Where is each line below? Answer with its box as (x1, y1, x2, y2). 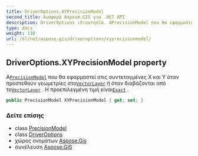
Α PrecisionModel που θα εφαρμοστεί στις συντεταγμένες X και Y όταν (6, 73, 179, 80)
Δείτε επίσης (6, 111, 44, 120)
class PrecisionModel (14, 124, 67, 131)
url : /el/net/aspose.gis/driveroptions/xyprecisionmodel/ (6, 36, 151, 42)
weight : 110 (6, 31, 35, 36)
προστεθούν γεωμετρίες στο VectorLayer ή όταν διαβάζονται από (6, 79, 166, 87)
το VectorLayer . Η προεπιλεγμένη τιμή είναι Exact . (6, 86, 129, 93)
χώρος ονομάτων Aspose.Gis (14, 137, 87, 144)
